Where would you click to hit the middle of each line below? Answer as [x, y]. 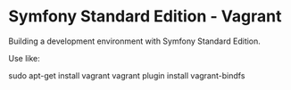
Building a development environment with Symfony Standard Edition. [134, 41]
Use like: [25, 58]
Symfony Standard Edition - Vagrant [145, 16]
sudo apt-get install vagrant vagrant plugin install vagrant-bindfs [127, 75]
